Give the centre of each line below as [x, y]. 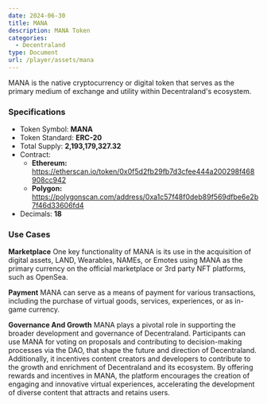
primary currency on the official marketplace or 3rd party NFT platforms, [127, 269]
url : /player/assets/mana [51, 61]
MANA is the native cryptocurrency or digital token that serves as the [121, 82]
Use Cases [29, 234]
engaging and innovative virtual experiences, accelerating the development [132, 384]
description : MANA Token [49, 30]
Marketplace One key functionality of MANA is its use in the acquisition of [130, 252]
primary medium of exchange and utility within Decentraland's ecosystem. [130, 91]
